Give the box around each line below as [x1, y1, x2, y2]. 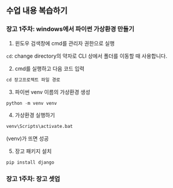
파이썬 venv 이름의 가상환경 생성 [14, 88, 90, 95]
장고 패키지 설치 [14, 148, 52, 155]
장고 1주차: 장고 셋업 [6, 175, 61, 183]
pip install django [6, 159, 55, 165]
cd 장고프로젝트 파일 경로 [6, 77, 61, 83]
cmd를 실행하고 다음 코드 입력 [14, 65, 85, 72]
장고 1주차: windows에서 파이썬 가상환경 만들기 [6, 25, 135, 33]
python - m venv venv [6, 100, 58, 106]
